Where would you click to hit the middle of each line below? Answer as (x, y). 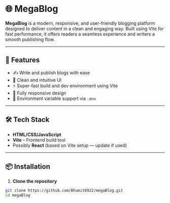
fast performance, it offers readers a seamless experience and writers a (80, 34)
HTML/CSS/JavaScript (37, 134)
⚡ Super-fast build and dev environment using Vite (65, 86)
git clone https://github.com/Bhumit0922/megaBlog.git (64, 191)
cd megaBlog (18, 195)
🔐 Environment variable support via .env (54, 98)
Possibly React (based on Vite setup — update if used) (70, 145)
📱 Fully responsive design (39, 93)
